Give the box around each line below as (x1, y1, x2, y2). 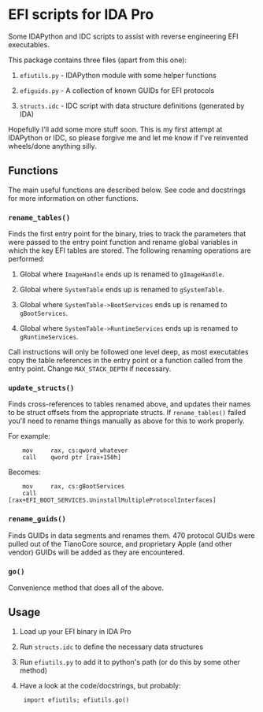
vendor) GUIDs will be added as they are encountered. (8, 547, 185, 557)
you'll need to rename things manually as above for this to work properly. (8, 416, 246, 426)
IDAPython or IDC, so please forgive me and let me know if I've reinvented (8, 132, 249, 143)
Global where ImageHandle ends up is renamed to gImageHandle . (19, 269, 224, 279)
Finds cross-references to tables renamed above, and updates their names (8, 399, 251, 409)
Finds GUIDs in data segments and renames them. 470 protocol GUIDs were (8, 530, 255, 540)
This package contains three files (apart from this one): (8, 55, 187, 65)
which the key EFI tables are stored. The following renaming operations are (8, 246, 251, 255)
